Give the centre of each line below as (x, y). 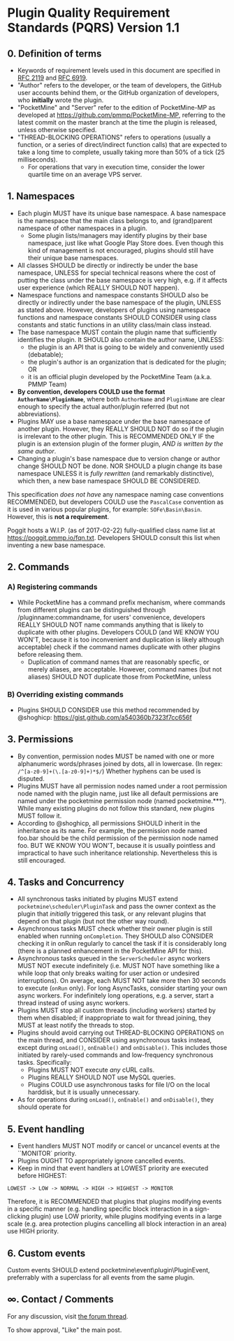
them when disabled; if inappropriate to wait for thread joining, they (114, 1018)
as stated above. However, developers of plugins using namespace (114, 310)
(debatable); (45, 354)
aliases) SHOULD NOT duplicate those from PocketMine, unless (119, 676)
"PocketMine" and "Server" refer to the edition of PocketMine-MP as (116, 107)
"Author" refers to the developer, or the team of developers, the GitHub (119, 85)
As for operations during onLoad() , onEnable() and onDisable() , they (116, 1100)
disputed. (31, 779)
